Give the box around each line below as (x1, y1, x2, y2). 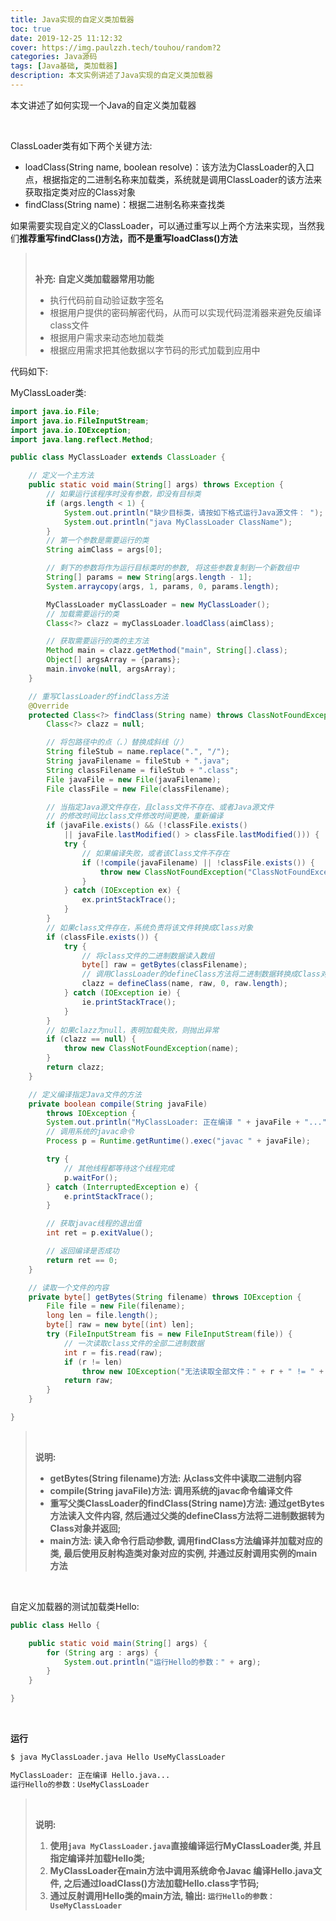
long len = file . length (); (46, 1311, 159, 1321)
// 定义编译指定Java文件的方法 (28, 1089, 142, 1100)
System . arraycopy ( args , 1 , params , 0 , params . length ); (46, 581, 280, 591)
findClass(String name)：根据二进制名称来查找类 (24, 198, 226, 210)
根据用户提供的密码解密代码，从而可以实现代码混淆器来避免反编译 (49, 306, 322, 318)
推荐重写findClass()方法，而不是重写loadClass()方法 (19, 232, 238, 244)
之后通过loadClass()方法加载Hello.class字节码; (63, 1877, 260, 1889)
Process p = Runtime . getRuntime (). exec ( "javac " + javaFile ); (46, 1136, 311, 1146)
